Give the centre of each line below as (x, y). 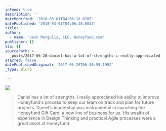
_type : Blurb (19, 70)
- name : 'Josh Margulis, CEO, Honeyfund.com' (57, 38)
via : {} (13, 46)
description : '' (22, 14)
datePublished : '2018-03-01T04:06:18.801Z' (51, 23)
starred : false (21, 60)
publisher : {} (20, 42)
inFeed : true (19, 10)
